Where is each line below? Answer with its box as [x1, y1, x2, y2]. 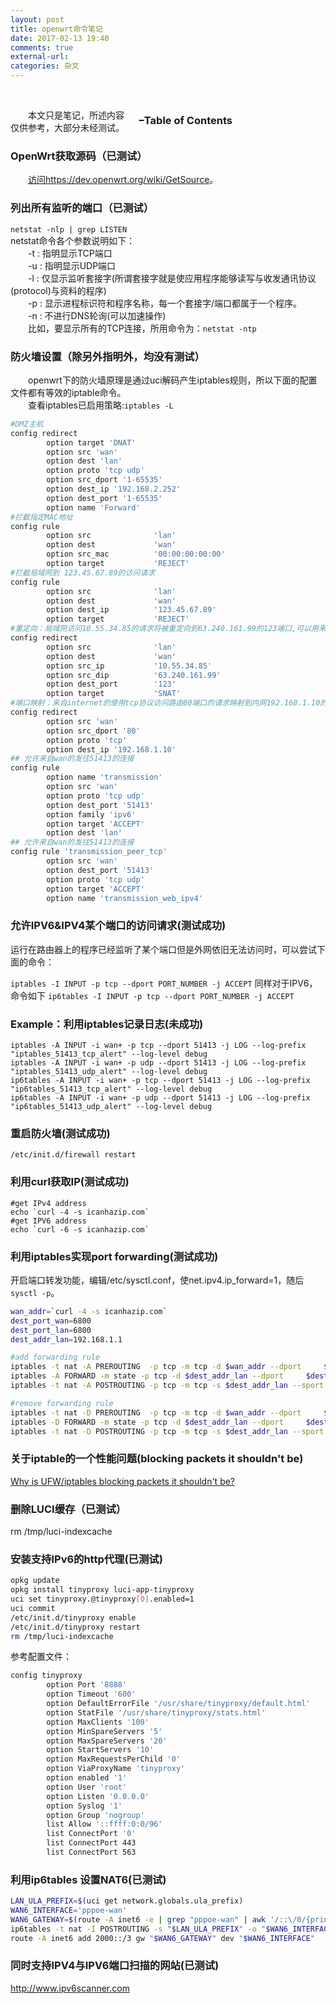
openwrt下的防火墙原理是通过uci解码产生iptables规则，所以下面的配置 [27, 374, 318, 386]
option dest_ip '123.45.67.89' [46, 605, 217, 615]
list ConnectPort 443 [46, 1838, 137, 1848]
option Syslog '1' [46, 1801, 123, 1811]
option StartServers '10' [46, 1745, 155, 1755]
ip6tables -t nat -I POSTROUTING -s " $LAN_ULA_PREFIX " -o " [10, 1924, 267, 1934]
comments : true [10, 42, 74, 53]
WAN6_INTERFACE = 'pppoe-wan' [10, 1906, 128, 1916]
